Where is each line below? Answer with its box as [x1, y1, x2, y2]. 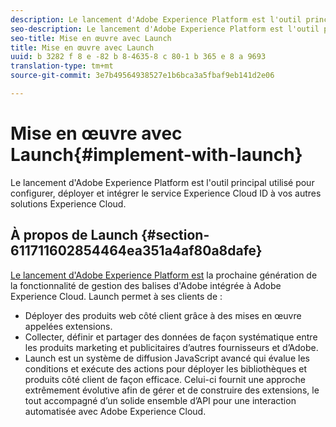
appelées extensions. [24, 320, 113, 332]
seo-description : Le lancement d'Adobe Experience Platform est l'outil [10, 24, 320, 34]
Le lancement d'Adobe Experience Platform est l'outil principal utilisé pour [10, 176, 315, 188]
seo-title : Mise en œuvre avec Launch [10, 33, 172, 43]
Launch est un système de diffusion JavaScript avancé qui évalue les [24, 352, 310, 364]
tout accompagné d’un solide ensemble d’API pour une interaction [24, 394, 297, 406]
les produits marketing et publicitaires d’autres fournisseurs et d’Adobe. [24, 341, 319, 353]
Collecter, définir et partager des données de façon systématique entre [24, 331, 318, 343]
